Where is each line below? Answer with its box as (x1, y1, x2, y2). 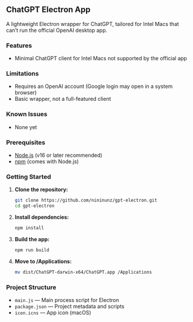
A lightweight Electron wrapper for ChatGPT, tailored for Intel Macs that (6, 20, 179, 27)
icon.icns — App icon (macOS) (14, 309, 91, 316)
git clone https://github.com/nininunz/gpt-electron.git (14, 198, 158, 203)
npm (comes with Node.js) (14, 158, 79, 165)
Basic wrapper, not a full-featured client (14, 96, 111, 103)
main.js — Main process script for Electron (14, 296, 119, 303)
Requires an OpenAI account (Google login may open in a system (14, 83, 173, 90)
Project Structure (6, 283, 56, 291)
